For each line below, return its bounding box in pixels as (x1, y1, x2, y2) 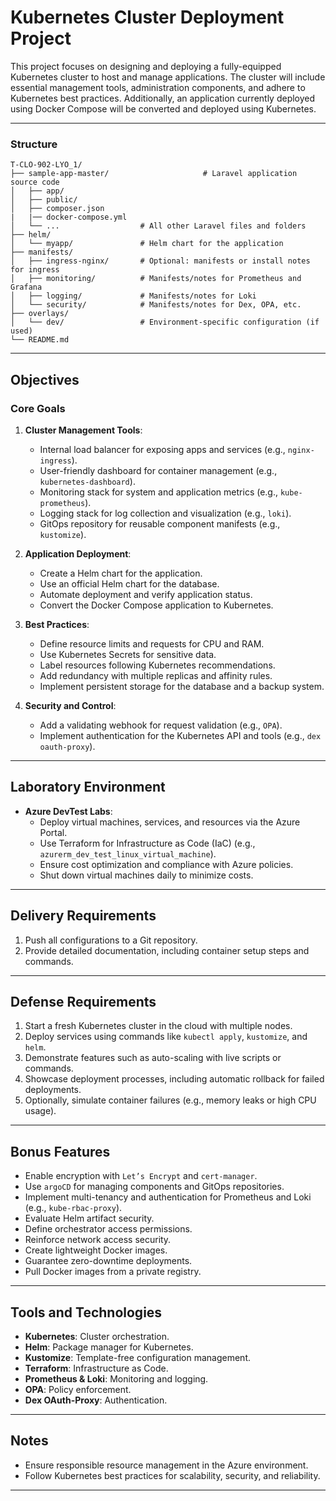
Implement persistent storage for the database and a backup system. (39, 680, 325, 692)
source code (10, 177, 60, 188)
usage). (24, 1105, 57, 1117)
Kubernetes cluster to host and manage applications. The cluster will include (10, 71, 326, 83)
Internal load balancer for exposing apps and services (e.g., (39, 443, 286, 455)
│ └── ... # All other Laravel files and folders (10, 221, 307, 231)
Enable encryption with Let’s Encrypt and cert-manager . (24, 1170, 258, 1182)
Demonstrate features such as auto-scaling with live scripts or (24, 1052, 282, 1064)
